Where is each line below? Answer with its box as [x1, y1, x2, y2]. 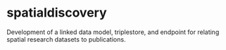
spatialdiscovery [6, 5, 107, 21]
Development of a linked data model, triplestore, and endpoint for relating [6, 28, 220, 36]
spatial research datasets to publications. [6, 35, 126, 43]
